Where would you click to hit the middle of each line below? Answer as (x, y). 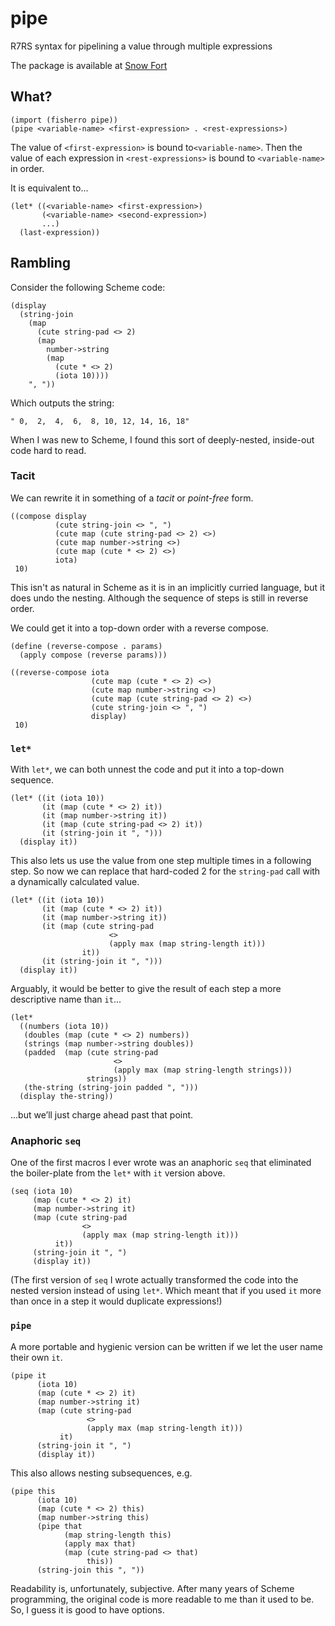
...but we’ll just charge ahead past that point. (102, 1115)
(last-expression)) (60, 232)
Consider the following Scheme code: (88, 287)
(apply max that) (100, 1543)
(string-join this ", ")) (90, 1570)
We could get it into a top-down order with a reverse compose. (139, 628)
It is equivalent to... (49, 188)
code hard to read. (48, 450)
